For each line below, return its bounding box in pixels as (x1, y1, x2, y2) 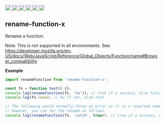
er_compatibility (5, 58, 38, 64)
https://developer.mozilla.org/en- (5, 48, 72, 53)
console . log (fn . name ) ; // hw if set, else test (5, 95, 105, 100)
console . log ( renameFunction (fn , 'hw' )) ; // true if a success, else (5, 91, 148, 96)
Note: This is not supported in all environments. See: (5, 42, 111, 49)
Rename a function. (5, 33, 45, 39)
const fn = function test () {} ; (5, 86, 71, 91)
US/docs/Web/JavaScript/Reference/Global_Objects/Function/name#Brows (5, 53, 158, 59)
